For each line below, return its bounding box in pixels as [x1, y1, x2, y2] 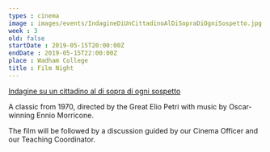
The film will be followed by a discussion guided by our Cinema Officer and [8, 125, 259, 135]
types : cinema [8, 11, 60, 20]
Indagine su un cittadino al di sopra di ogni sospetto [8, 86, 181, 96]
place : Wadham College [8, 57, 89, 65]
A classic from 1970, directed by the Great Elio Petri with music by [8, 101, 228, 111]
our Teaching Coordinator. [8, 134, 95, 144]
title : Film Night [8, 64, 74, 72]
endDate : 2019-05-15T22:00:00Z [8, 49, 117, 57]
